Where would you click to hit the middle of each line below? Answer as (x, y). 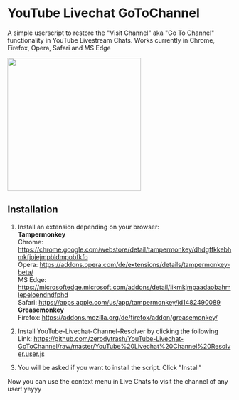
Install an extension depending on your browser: (89, 227)
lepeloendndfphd (43, 294)
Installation (33, 210)
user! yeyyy (25, 389)
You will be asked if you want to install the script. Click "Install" (110, 367)
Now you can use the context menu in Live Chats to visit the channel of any (118, 381)
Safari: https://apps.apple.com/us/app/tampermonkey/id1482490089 (119, 302)
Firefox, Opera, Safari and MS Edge (59, 48)
